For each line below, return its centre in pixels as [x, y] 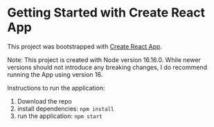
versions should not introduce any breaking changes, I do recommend [107, 67]
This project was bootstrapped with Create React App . [85, 46]
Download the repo [45, 101]
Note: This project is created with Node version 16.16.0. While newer [104, 59]
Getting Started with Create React [106, 13]
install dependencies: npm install [65, 108]
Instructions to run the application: [56, 88]
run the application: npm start [60, 116]
